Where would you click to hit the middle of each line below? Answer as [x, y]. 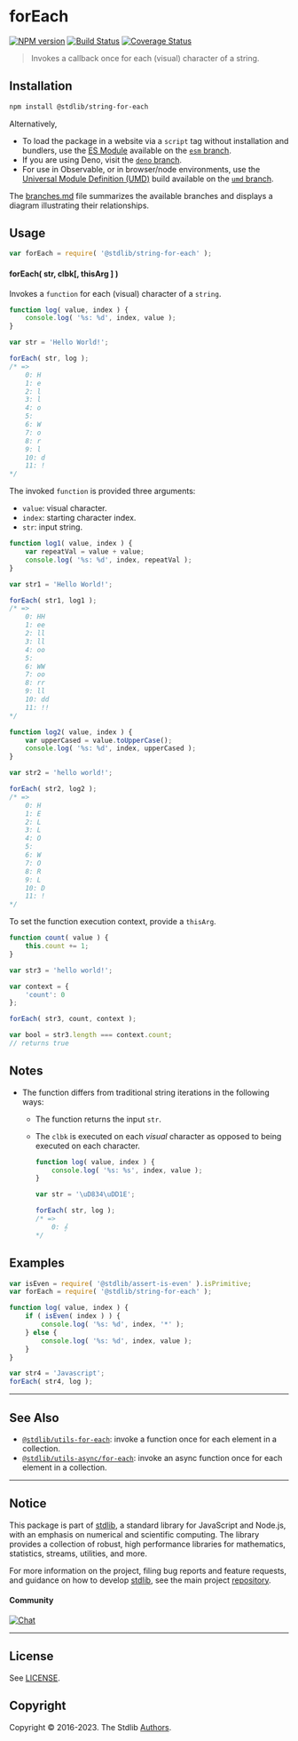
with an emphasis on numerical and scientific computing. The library [134, 1534]
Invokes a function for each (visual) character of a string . [115, 293]
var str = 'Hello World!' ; [59, 343]
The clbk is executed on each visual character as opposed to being [158, 1136]
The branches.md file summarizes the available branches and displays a [141, 196]
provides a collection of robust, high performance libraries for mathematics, [148, 1544]
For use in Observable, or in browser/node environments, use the [141, 169]
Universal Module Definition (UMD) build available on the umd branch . [148, 179]
